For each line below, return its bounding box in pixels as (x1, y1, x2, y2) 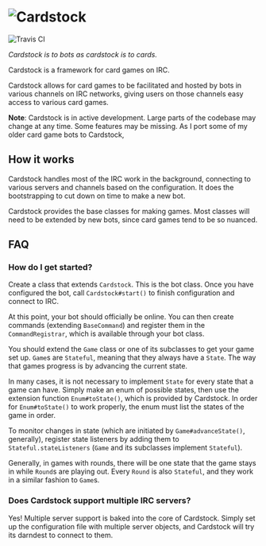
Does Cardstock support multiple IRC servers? (8, 495, 191, 506)
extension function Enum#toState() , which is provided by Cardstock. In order (8, 394, 258, 404)
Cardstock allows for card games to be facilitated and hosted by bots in (8, 80, 242, 90)
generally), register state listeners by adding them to (8, 435, 180, 444)
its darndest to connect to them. (8, 530, 114, 540)
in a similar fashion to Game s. (8, 475, 100, 485)
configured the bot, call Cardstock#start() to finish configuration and (8, 288, 235, 298)
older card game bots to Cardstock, (8, 130, 125, 139)
